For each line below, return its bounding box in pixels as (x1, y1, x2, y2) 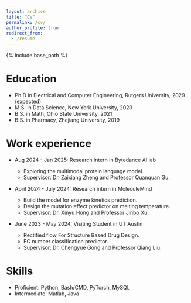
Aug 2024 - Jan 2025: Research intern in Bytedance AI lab (14, 156, 156, 163)
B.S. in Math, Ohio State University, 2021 (14, 110, 112, 117)
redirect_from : (6, 30, 43, 36)
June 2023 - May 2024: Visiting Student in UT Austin (14, 220, 143, 227)
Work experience (6, 137, 92, 150)
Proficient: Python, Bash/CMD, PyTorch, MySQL (14, 284, 130, 291)
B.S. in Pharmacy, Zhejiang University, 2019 (14, 116, 120, 123)
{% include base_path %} (6, 52, 68, 58)
